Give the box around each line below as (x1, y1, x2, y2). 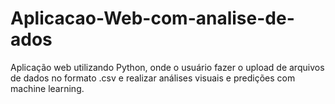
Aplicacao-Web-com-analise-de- (10, 7, 295, 30)
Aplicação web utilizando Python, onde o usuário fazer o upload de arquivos (10, 61, 325, 73)
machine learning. (10, 82, 85, 94)
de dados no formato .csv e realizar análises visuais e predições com (10, 72, 296, 84)
